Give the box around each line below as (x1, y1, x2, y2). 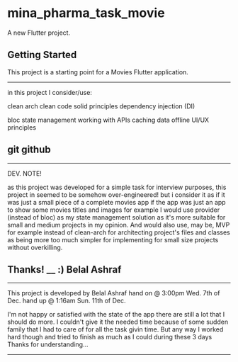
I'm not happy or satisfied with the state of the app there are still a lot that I (7, 310, 225, 319)
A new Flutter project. (7, 28, 71, 37)
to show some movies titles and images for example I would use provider (7, 205, 220, 214)
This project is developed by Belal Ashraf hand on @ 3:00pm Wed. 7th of (7, 289, 220, 298)
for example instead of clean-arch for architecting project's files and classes (7, 228, 230, 237)
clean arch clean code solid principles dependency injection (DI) (7, 101, 195, 111)
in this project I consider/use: (7, 88, 92, 96)
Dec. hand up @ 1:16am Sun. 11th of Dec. (7, 296, 126, 305)
